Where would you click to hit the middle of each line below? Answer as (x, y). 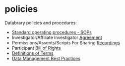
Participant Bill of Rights (36, 48)
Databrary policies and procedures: (41, 23)
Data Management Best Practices (46, 58)
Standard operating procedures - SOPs (52, 32)
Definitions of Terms (33, 53)
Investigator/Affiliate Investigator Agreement (57, 37)
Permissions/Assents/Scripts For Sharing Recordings (66, 42)
